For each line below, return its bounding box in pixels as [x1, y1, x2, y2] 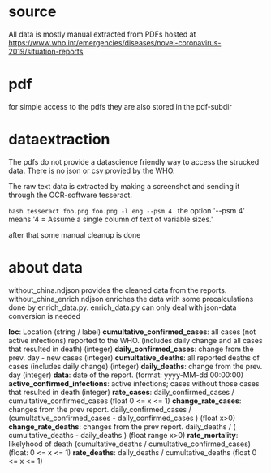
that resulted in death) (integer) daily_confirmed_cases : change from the [8, 344, 254, 354]
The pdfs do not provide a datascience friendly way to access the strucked [8, 157, 260, 166]
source [8, 2, 57, 21]
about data [8, 259, 83, 277]
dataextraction [8, 131, 110, 148]
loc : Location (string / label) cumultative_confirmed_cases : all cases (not [8, 327, 256, 337]
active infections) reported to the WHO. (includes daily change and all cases [8, 335, 263, 345]
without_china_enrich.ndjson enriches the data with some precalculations [8, 294, 254, 303]
